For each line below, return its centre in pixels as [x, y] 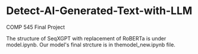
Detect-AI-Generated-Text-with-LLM [99, 11]
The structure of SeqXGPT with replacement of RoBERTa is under [86, 38]
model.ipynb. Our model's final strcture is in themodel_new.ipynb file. [91, 45]
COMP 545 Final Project [36, 27]
